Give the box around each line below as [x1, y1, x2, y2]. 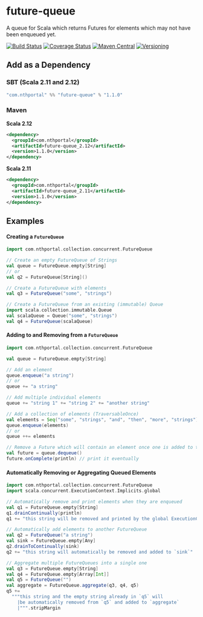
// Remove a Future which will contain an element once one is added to [6, 445, 193, 451]
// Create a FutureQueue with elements [6, 285, 107, 291]
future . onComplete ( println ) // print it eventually [6, 455, 139, 462]
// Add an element [6, 367, 53, 373]
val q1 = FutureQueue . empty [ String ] [6, 504, 98, 511]
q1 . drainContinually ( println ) [6, 510, 83, 516]
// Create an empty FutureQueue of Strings [6, 257, 118, 264]
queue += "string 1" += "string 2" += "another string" [6, 400, 150, 406]
